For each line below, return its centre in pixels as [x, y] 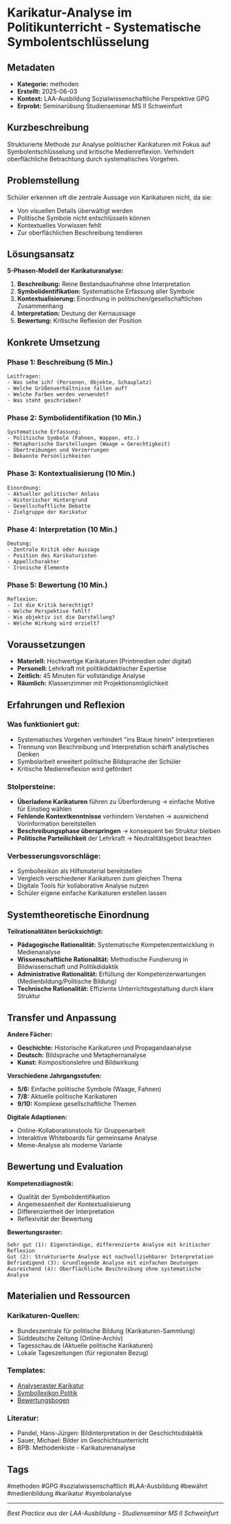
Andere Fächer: [30, 1034]
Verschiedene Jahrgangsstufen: [54, 1076]
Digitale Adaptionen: [37, 1117]
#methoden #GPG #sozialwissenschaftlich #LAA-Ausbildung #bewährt [107, 1486]
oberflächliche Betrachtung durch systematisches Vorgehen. [93, 159]
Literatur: [23, 1418]
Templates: [26, 1370]
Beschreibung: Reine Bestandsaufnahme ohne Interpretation [103, 284]
